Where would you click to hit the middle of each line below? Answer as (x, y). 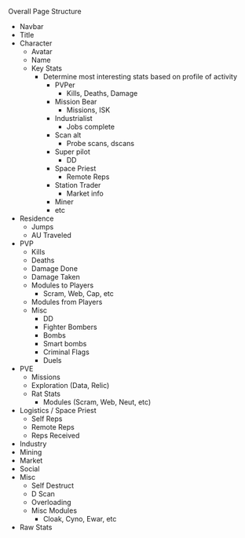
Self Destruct (53, 485)
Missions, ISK (88, 110)
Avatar (42, 51)
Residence (37, 218)
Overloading (51, 502)
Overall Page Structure (45, 11)
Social (29, 469)
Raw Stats (36, 527)
